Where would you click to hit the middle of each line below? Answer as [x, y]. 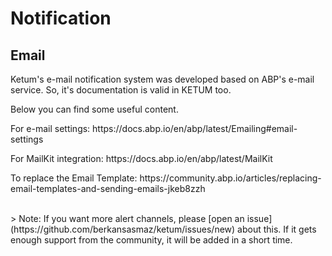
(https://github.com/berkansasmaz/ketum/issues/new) [123, 229]
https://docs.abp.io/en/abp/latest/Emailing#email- [195, 128]
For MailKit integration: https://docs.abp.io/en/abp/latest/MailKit [141, 158]
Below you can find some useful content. [94, 109]
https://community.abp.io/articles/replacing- [230, 178]
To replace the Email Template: [74, 178]
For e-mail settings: [50, 128]
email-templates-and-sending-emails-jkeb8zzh [108, 188]
